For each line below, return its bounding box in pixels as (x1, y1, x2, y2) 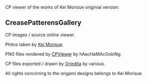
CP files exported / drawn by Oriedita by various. (5, 61, 106, 67)
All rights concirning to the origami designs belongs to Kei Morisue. (5, 70, 143, 76)
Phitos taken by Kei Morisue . (5, 41, 64, 47)
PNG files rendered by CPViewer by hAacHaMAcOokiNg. (5, 51, 122, 57)
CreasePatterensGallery (5, 18, 82, 27)
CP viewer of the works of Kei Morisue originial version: (5, 4, 120, 10)
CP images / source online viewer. (5, 32, 75, 38)
